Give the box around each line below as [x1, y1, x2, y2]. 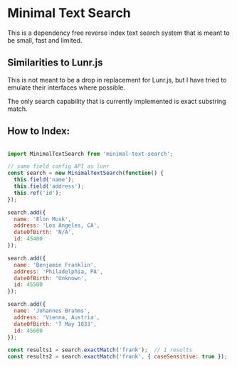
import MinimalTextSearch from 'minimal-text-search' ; [7, 150, 174, 157]
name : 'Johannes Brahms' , [14, 307, 91, 314]
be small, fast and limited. [7, 36, 83, 44]
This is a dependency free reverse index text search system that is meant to [7, 28, 230, 37]
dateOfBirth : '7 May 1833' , [14, 320, 98, 328]
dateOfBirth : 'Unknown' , [14, 275, 88, 282]
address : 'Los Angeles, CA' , [14, 222, 100, 229]
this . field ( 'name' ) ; [14, 176, 75, 183]
